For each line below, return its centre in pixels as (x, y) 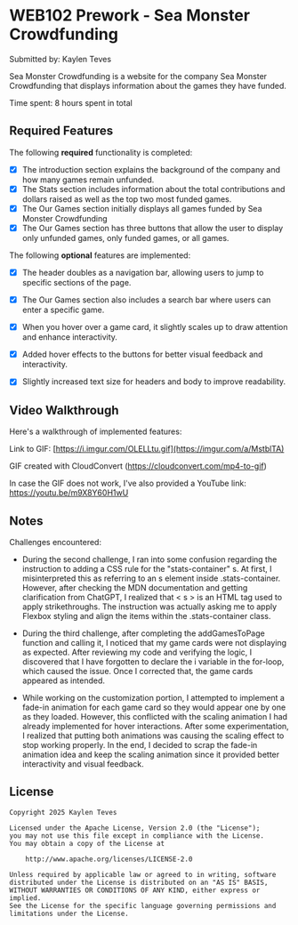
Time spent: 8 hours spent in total (71, 102)
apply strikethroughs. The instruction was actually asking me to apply (149, 607)
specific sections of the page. (77, 283)
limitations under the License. (69, 913)
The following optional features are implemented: (100, 255)
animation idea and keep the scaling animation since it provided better (151, 754)
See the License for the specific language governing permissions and (143, 905)
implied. (25, 898)
